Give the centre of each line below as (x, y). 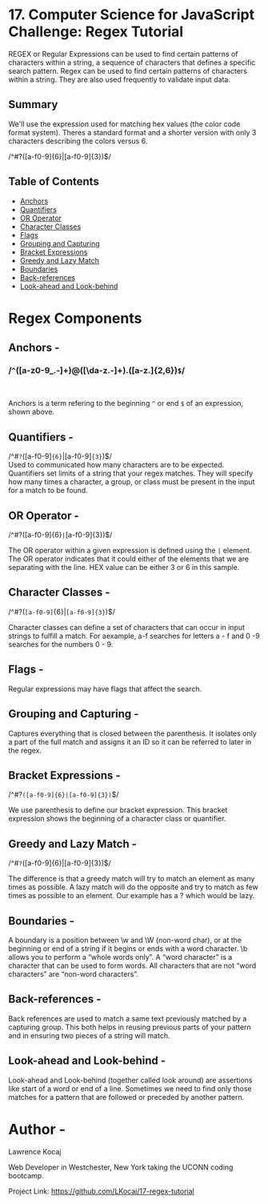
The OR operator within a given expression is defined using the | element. (130, 551)
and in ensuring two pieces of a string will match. (89, 1035)
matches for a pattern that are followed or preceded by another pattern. (126, 1097)
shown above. (31, 412)
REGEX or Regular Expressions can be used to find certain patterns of (123, 54)
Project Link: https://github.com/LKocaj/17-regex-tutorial (101, 1191)
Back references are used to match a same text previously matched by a (128, 1018)
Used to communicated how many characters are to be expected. (116, 465)
